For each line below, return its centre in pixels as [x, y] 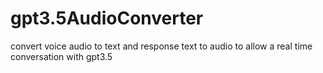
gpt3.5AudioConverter [107, 18]
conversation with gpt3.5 [61, 56]
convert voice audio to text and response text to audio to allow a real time [161, 46]
